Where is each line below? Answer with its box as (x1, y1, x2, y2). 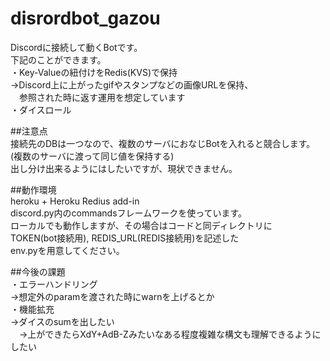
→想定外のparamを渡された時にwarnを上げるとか (10, 290, 215, 302)
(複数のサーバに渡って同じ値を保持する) (10, 150, 175, 162)
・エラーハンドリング (10, 278, 98, 290)
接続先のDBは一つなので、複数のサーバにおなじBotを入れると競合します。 (10, 137, 316, 149)
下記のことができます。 (10, 53, 107, 66)
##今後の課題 (10, 265, 66, 277)
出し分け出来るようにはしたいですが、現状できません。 (10, 162, 238, 174)
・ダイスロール (10, 103, 72, 116)
